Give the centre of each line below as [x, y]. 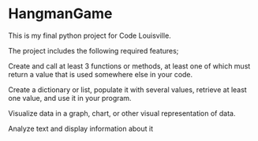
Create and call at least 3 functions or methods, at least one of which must [129, 66]
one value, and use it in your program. [70, 98]
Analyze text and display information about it [81, 128]
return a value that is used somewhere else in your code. [101, 74]
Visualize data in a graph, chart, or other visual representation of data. [122, 113]
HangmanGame [60, 14]
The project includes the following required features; [93, 50]
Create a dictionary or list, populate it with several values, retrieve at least [127, 89]
